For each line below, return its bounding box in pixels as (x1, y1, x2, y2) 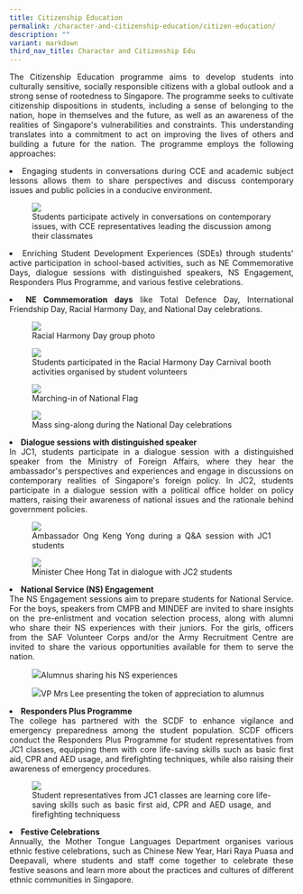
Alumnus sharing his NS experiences (41, 669, 179, 681)
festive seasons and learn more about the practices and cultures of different (9, 865, 294, 876)
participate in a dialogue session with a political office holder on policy (9, 484, 294, 496)
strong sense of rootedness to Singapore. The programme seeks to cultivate (9, 91, 294, 102)
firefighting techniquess (32, 809, 121, 820)
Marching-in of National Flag (32, 393, 138, 404)
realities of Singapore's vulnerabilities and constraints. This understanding (9, 119, 294, 131)
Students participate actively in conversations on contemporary (32, 211, 271, 222)
